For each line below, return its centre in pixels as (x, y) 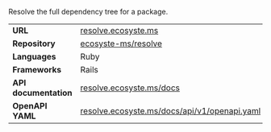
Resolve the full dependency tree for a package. (88, 12)
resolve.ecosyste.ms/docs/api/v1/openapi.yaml (171, 111)
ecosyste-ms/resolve (121, 43)
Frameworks (37, 70)
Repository (34, 43)
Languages (34, 57)
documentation (42, 93)
